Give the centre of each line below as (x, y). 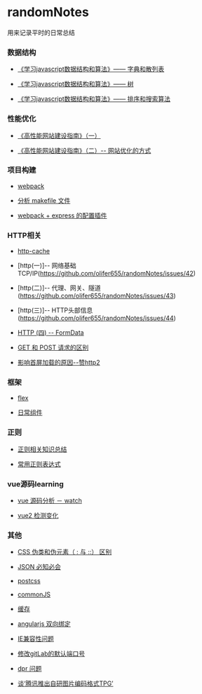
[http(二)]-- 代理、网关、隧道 (59, 288)
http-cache (34, 251)
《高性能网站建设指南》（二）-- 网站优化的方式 (84, 150)
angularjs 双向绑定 (44, 624)
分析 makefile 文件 (44, 200)
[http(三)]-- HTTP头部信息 (55, 310)
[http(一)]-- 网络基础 (47, 266)
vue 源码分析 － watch (49, 501)
